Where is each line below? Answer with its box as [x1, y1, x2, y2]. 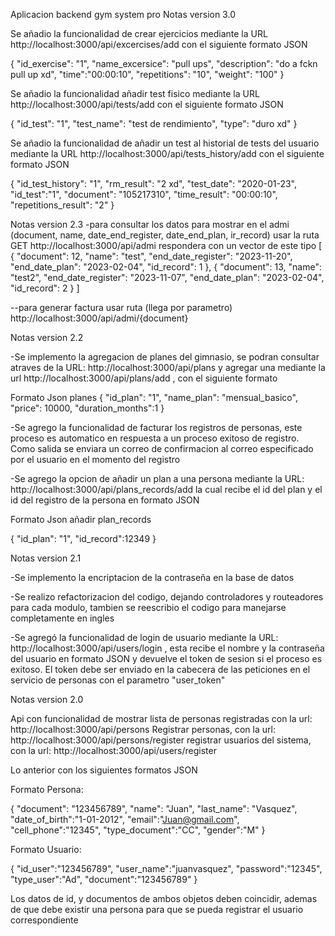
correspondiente [10, 914, 79, 926]
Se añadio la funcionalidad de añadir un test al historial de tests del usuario [10, 137, 320, 149]
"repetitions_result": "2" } [10, 199, 115, 211]
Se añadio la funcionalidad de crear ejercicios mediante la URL [10, 28, 268, 39]
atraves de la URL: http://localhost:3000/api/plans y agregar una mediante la [10, 362, 326, 373]
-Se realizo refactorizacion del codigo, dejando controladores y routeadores [10, 591, 324, 603]
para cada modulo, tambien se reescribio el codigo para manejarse [10, 602, 287, 613]
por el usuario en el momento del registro [10, 454, 181, 465]
